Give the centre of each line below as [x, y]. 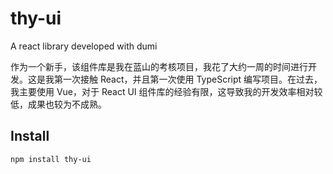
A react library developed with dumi [84, 46]
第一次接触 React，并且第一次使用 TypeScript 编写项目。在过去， [188, 79]
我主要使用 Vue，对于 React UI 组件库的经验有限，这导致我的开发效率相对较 [166, 91]
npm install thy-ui [51, 159]
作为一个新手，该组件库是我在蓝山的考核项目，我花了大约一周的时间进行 [159, 66]
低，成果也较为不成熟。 [58, 104]
